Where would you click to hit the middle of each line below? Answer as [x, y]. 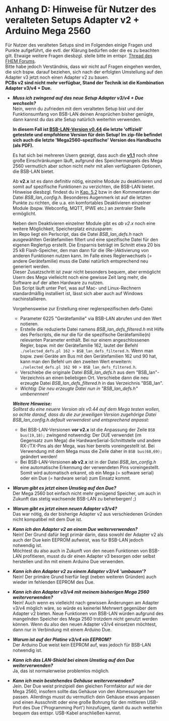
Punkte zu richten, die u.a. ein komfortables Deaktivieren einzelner [82, 203]
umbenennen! [35, 393]
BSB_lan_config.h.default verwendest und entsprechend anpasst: [81, 420]
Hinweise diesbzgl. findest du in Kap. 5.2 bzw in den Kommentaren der [86, 192]
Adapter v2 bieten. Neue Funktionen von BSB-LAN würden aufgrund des [88, 613]
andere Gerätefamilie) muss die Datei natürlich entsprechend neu [80, 261]
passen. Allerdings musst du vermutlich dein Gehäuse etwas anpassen [86, 697]
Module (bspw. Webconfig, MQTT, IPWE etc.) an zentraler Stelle [79, 208]
